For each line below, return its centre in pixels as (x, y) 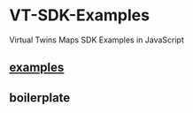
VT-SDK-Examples (80, 15)
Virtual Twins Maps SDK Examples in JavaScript (96, 40)
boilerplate (40, 98)
